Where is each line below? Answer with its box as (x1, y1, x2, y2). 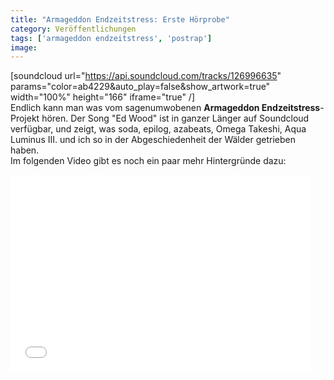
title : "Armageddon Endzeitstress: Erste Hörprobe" (10, 14, 230, 25)
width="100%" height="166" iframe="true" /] (10, 91, 196, 103)
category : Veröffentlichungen (10, 24, 137, 34)
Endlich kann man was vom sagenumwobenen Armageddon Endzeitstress (10, 102, 321, 114)
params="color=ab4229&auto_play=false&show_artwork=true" (10, 81, 271, 93)
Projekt (10, 112, 40, 125)
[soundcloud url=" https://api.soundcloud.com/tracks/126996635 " (10, 70, 282, 82)
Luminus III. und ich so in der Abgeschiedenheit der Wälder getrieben (10, 134, 296, 146)
